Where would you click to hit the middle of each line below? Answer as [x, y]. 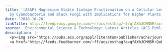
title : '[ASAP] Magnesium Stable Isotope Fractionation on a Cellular [80, 10]
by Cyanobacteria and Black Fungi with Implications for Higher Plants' [86, 14]
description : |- [22, 33]
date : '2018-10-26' [25, 19]
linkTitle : [16, 24]
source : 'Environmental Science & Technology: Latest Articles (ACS [78, 28]
